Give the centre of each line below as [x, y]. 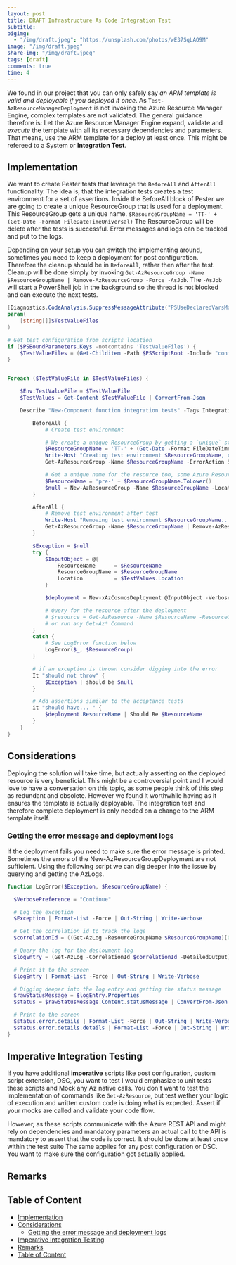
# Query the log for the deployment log [73, 951]
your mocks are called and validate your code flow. [81, 1111]
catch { [44, 637]
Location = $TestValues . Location [120, 579]
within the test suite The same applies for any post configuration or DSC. [112, 1147]
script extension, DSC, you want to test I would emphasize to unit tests [110, 1081]
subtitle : [22, 27]
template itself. [29, 818]
